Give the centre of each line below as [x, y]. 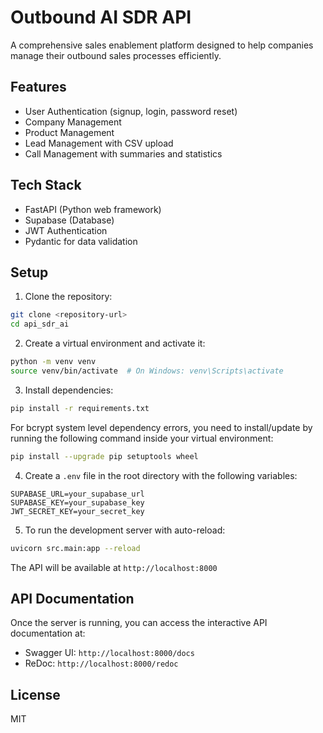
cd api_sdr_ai [40, 324]
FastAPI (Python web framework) [93, 209]
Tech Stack [46, 185]
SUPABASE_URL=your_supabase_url [77, 494]
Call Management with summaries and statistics [123, 153]
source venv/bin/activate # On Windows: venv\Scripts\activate [147, 371]
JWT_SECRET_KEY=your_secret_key [77, 511]
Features [38, 87]
